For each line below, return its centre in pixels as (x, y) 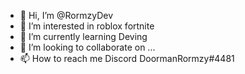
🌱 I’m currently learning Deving (83, 36)
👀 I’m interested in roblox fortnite (87, 26)
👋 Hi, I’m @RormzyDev (66, 15)
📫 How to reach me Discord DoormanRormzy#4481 (127, 58)
